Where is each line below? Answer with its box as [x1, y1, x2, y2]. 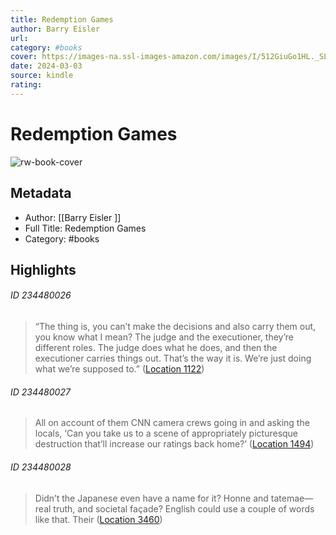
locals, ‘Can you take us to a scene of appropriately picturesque [34, 427, 299, 440]
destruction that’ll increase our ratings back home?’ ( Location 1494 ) [34, 438, 315, 450]
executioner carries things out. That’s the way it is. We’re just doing [34, 352, 312, 365]
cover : [10, 52, 38, 62]
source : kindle [10, 71, 74, 81]
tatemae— [270, 492, 314, 504]
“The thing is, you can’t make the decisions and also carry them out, [34, 321, 317, 333]
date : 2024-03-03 [10, 61, 83, 71]
